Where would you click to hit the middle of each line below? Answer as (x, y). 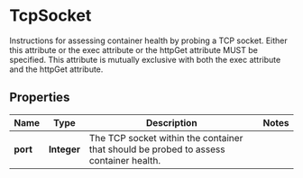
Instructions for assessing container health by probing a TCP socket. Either (149, 40)
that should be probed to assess (157, 149)
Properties (40, 98)
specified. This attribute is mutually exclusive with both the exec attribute (145, 59)
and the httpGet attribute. (56, 69)
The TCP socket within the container (166, 138)
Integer (64, 149)
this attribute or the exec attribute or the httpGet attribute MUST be (134, 49)
